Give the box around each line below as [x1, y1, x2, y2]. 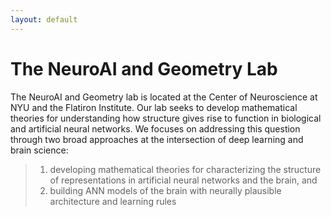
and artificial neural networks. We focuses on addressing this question [10, 122, 301, 135]
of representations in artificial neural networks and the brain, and [49, 174, 318, 186]
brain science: [10, 144, 69, 156]
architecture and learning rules [49, 195, 177, 207]
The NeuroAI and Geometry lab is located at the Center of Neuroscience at [10, 91, 318, 103]
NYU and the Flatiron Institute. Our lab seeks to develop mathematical [10, 101, 298, 113]
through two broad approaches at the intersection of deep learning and [10, 133, 304, 145]
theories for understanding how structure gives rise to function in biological [10, 112, 322, 124]
